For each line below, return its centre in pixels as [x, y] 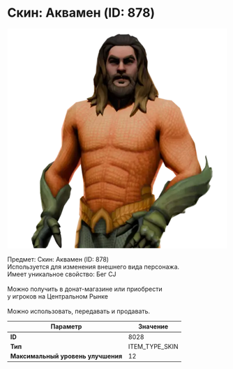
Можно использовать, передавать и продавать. [79, 311]
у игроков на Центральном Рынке [58, 296]
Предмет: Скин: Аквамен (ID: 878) [58, 259]
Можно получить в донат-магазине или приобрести [85, 289]
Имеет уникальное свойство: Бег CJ [62, 274]
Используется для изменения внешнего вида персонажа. [93, 266]
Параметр [66, 326]
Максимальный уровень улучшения [66, 356]
